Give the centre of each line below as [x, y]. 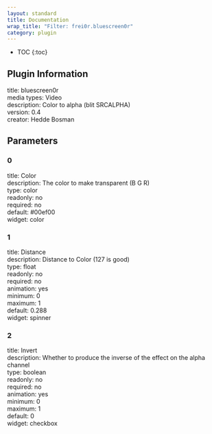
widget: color [26, 219]
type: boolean [27, 372]
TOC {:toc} [32, 52]
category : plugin [32, 33]
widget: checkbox [33, 424]
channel [19, 365]
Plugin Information [48, 74]
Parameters [33, 141]
